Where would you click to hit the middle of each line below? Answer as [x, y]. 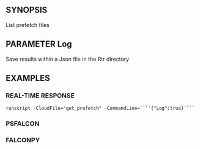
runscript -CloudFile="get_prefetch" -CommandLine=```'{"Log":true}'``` [100, 109]
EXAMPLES [28, 78]
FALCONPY [23, 140]
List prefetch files [28, 25]
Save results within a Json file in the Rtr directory [68, 59]
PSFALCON [23, 124]
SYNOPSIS [27, 10]
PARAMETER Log [39, 44]
